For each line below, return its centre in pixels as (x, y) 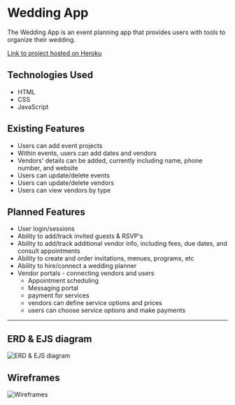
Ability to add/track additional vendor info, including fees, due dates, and (122, 244)
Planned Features (47, 212)
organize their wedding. (41, 39)
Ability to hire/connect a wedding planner (77, 266)
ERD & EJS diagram (50, 339)
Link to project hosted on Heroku (55, 53)
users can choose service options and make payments (107, 310)
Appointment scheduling (63, 281)
